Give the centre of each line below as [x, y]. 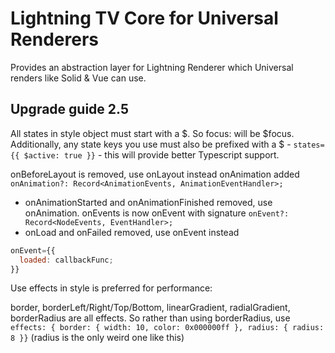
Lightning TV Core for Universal [144, 18]
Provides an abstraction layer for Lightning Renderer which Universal [152, 67]
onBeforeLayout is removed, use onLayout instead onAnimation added [155, 174]
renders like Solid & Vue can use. [78, 78]
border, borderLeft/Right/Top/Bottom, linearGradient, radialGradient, [150, 308]
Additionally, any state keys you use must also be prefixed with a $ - [151, 144]
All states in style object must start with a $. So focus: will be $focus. [152, 133]
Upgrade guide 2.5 [69, 109]
